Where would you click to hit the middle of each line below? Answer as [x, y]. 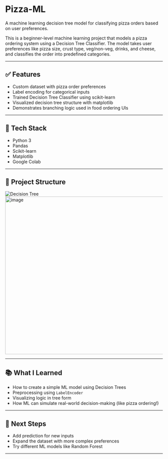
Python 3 [22, 140]
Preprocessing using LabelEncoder [48, 393]
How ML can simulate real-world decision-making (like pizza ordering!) [85, 403]
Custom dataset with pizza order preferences [59, 87]
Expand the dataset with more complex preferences [66, 441]
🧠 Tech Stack [26, 128]
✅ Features [23, 74]
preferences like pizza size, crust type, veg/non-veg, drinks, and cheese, [80, 49]
